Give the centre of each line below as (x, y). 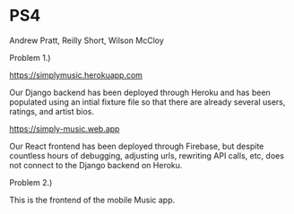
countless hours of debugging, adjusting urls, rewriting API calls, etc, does (147, 155)
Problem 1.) (30, 57)
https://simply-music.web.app (65, 128)
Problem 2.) (31, 182)
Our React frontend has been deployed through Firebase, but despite (137, 146)
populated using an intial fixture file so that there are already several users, (147, 102)
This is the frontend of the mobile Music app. (92, 200)
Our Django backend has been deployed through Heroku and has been (140, 92)
